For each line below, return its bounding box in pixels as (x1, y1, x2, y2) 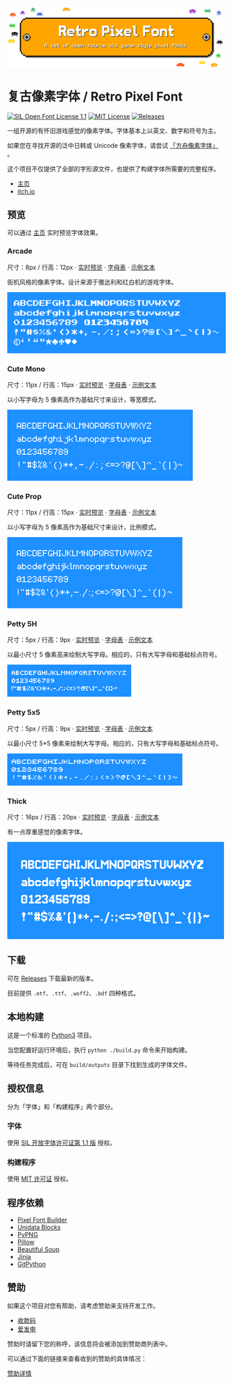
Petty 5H (7, 620, 37, 629)
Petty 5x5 (7, 708, 40, 717)
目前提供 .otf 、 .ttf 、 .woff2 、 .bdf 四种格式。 (7, 989, 140, 997)
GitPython (17, 1260, 46, 1268)
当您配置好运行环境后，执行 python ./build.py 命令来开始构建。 (7, 1045, 191, 1054)
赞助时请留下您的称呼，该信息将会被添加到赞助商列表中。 (7, 1340, 171, 1348)
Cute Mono (7, 364, 46, 373)
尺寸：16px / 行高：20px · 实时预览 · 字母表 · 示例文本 (7, 813, 159, 821)
